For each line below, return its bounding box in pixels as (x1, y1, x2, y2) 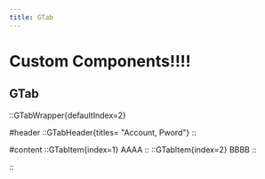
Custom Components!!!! (9, 51, 191, 71)
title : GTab (9, 12, 53, 22)
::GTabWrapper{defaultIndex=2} (9, 110, 127, 121)
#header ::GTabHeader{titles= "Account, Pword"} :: (9, 127, 197, 137)
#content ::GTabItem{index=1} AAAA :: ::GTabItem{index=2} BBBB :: (9, 144, 257, 155)
